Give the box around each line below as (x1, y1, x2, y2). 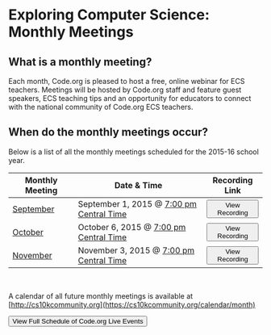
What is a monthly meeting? (8, 55, 152, 69)
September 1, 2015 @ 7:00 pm (77, 198, 198, 209)
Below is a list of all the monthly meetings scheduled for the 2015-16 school (8, 147, 260, 157)
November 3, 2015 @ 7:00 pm (77, 245, 195, 256)
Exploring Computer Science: (8, 6, 210, 24)
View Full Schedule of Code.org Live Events (12, 316, 144, 325)
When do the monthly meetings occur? (8, 125, 208, 139)
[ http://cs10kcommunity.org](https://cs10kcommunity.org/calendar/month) (8, 299, 256, 309)
